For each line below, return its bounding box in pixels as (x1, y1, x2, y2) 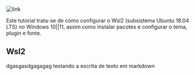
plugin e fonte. (6, 30, 41, 37)
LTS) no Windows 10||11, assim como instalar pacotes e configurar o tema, (6, 24, 188, 30)
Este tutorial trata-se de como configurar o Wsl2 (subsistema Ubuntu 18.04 (6, 17, 190, 24)
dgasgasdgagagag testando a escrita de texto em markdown (6, 62, 155, 69)
